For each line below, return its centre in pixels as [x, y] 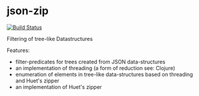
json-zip [28, 11]
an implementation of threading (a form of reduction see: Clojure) [95, 68]
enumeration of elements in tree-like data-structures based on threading [104, 74]
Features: [18, 50]
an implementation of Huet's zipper [59, 87]
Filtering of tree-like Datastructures [50, 39]
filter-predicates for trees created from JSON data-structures [90, 62]
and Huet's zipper [37, 81]
